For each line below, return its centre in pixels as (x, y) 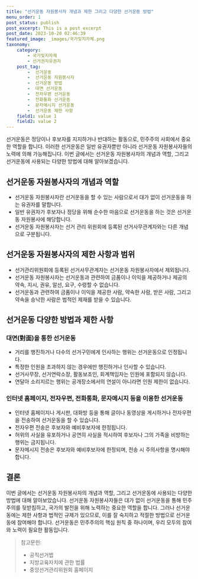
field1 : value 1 (37, 116)
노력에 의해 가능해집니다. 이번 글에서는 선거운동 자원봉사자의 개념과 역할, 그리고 (98, 154)
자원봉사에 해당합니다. (46, 219)
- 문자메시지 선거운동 (51, 105)
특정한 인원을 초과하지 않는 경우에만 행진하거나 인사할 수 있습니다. (90, 367)
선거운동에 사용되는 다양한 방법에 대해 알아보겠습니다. (68, 161)
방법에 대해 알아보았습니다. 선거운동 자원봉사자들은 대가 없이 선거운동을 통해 (94, 500)
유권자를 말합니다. (42, 204)
